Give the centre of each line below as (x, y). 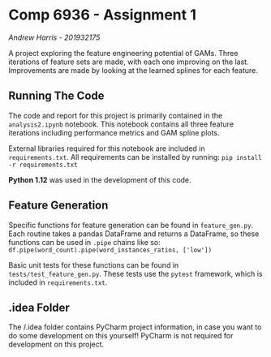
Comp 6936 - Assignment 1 (102, 15)
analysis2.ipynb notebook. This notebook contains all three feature (121, 124)
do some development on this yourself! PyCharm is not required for (121, 336)
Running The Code (56, 96)
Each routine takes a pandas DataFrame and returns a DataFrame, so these (134, 234)
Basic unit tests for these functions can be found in (94, 265)
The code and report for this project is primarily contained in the (116, 115)
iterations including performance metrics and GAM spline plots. (114, 132)
